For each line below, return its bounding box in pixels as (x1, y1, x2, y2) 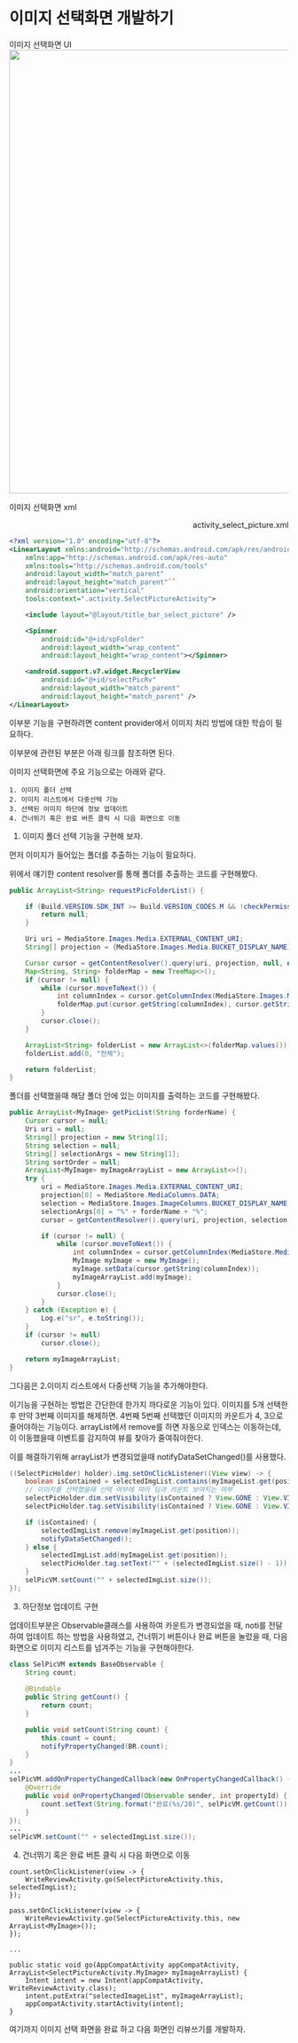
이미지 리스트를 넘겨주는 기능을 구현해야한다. (39, 1642, 194, 1653)
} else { (25, 1542, 58, 1551)
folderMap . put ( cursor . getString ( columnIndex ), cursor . (56, 1000, 264, 1009)
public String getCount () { (25, 1692, 129, 1702)
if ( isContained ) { (25, 1518, 98, 1526)
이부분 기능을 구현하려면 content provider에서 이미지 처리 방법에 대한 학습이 (9, 717, 273, 728)
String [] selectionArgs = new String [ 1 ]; (25, 1149, 180, 1158)
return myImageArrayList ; (25, 1354, 122, 1363)
